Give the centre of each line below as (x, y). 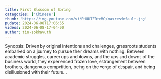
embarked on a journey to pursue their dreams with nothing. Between (75, 51)
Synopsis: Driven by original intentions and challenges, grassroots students (81, 46)
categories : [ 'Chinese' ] (30, 14)
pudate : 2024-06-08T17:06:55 (35, 23)
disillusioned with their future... (36, 72)
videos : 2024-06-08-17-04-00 (35, 28)
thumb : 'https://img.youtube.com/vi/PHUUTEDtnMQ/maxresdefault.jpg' (76, 19)
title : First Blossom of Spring (38, 10)
